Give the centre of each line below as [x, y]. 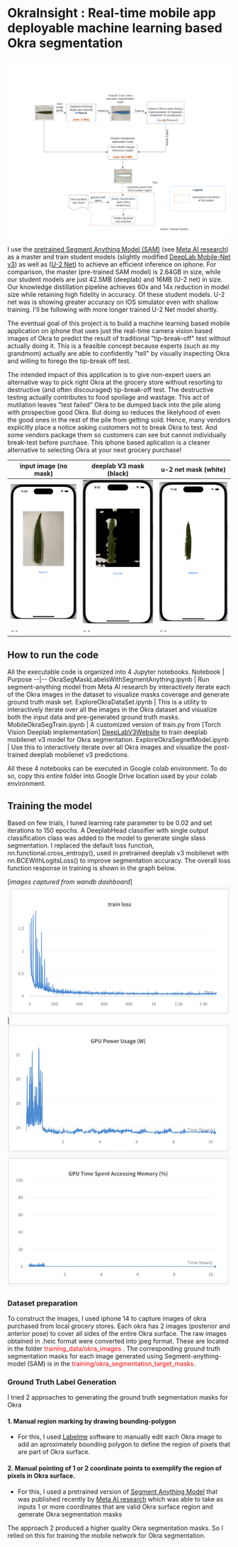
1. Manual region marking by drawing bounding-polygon [92, 1421]
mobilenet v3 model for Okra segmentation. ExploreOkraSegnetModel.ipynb [118, 740]
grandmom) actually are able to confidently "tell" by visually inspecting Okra [119, 354]
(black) [118, 473]
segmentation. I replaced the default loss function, [81, 845]
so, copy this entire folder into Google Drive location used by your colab [112, 776]
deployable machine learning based [115, 28]
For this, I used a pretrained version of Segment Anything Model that [118, 1491]
